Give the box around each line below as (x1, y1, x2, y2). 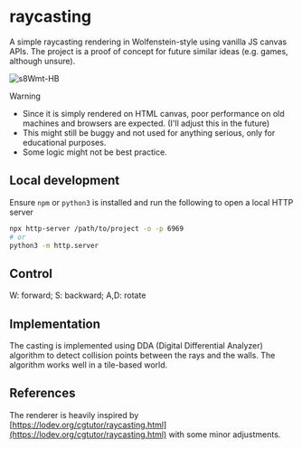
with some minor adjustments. (168, 428, 281, 440)
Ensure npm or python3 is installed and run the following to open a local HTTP (9, 196, 294, 207)
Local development (9, 173, 120, 188)
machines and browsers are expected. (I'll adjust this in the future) (22, 118, 270, 129)
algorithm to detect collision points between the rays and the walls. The (9, 350, 276, 360)
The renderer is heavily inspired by (9, 409, 139, 420)
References (9, 386, 76, 401)
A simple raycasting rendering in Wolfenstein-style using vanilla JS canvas (9, 36, 288, 47)
